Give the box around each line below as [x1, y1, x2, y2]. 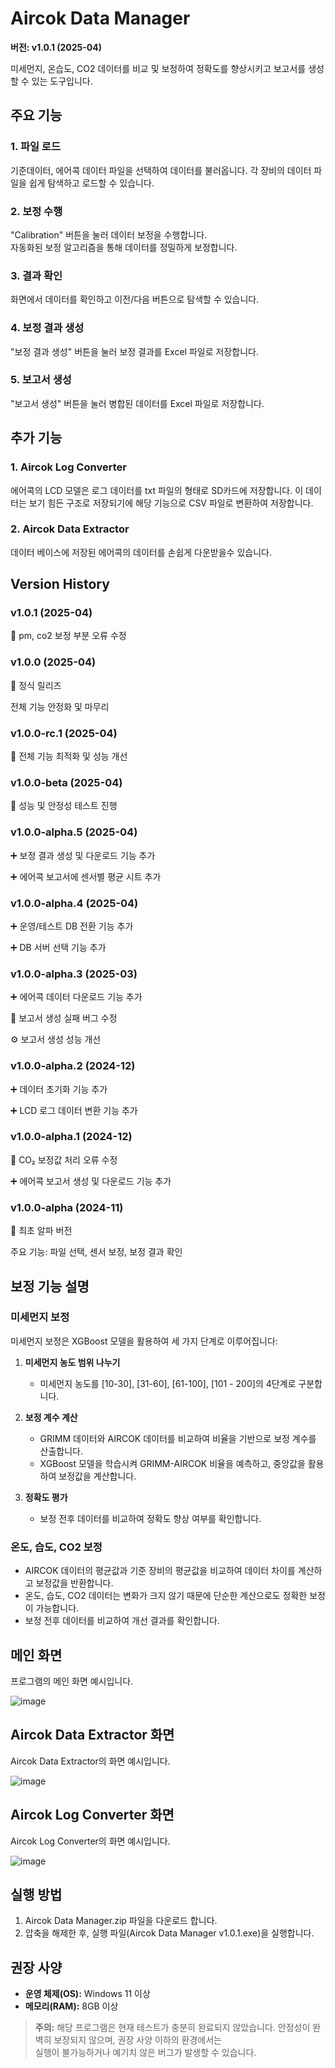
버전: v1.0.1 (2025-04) [10, 41, 103, 53]
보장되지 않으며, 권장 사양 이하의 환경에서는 [53, 2034, 222, 2046]
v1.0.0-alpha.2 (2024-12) [10, 1059, 136, 1073]
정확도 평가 [24, 1491, 68, 1503]
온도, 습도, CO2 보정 [10, 1540, 103, 1554]
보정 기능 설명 [10, 1278, 90, 1295]
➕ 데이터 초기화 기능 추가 [10, 1083, 108, 1095]
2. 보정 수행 [10, 204, 63, 218]
